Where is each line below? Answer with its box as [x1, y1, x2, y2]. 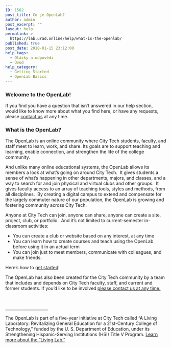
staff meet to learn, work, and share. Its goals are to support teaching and [5, 143, 161, 149]
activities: [28, 223, 48, 229]
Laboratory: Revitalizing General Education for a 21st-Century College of [5, 320, 157, 327]
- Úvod [10, 60, 24, 65]
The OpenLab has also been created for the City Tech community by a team [5, 274, 165, 280]
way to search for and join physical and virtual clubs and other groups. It [5, 180, 159, 187]
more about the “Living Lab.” [5, 337, 65, 343]
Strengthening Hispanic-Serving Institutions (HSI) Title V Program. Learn [5, 331, 158, 338]
